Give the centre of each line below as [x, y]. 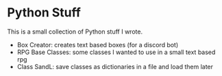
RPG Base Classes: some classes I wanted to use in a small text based [116, 52]
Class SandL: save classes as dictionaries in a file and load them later [115, 66]
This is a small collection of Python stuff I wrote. [75, 31]
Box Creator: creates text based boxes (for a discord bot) [98, 45]
